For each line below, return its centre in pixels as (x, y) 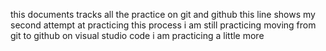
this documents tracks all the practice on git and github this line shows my (163, 14)
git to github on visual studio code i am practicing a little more (137, 35)
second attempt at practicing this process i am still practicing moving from (163, 25)
